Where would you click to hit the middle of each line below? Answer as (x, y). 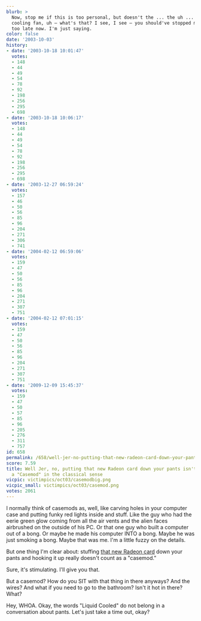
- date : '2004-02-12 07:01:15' (45, 318)
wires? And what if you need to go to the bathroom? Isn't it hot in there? (95, 587)
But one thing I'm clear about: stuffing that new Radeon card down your (95, 551)
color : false (22, 34)
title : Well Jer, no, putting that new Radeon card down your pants (93, 469)
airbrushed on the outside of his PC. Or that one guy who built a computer (98, 527)
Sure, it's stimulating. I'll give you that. (53, 569)
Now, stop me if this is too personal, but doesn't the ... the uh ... (103, 17)
